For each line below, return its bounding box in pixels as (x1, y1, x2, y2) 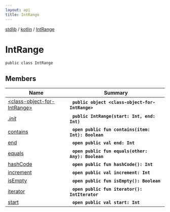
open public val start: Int (72, 200, 140, 205)
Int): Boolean (69, 132, 104, 138)
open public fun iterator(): (72, 186, 143, 192)
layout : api (5, 7, 30, 13)
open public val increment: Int (72, 170, 150, 175)
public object (72, 99, 106, 105)
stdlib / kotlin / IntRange (5, 26, 55, 32)
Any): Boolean (69, 154, 104, 160)
